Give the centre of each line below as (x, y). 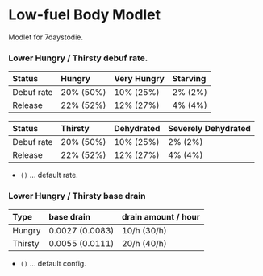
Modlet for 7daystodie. (46, 37)
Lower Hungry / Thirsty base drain (77, 196)
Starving (189, 79)
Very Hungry (140, 79)
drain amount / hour (161, 216)
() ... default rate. (49, 175)
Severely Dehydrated (210, 129)
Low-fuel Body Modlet (85, 15)
